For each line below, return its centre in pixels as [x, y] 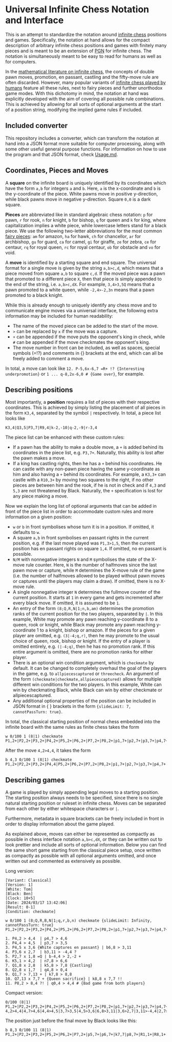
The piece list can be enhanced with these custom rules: [65, 437]
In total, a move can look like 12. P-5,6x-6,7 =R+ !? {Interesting [75, 368]
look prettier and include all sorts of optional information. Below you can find [86, 845]
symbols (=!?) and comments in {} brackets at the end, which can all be [88, 353]
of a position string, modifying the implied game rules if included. [74, 110]
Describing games [35, 780]
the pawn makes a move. [39, 458]
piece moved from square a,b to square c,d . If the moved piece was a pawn [85, 273]
